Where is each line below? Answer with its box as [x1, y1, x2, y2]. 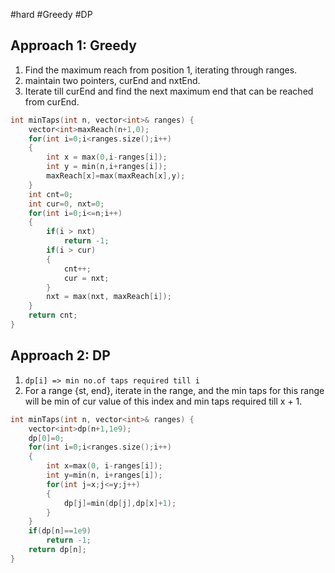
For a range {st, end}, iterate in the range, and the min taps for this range [24, 384, 325, 396]
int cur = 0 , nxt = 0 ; [28, 199, 105, 209]
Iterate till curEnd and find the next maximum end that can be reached [24, 85, 314, 97]
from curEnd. [24, 95, 80, 108]
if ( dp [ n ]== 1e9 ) [28, 526, 92, 536]
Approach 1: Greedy [10, 37, 137, 54]
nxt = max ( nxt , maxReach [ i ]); [46, 292, 172, 302]
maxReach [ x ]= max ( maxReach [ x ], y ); [46, 171, 186, 181]
